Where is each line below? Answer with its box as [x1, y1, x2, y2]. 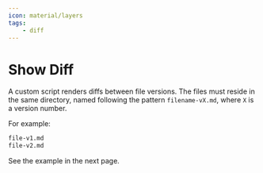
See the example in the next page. [8, 156, 120, 166]
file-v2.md [8, 142, 44, 150]
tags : [8, 19, 26, 27]
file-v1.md [8, 134, 44, 143]
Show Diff [8, 60, 74, 79]
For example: [8, 119, 51, 129]
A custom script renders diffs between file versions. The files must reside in [8, 86, 255, 96]
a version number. [8, 104, 67, 113]
